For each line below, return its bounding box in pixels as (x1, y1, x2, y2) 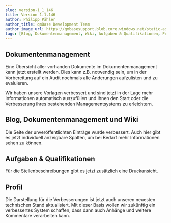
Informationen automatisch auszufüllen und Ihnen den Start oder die (5, 95, 149, 101)
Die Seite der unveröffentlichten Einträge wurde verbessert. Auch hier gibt (5, 129, 161, 135)
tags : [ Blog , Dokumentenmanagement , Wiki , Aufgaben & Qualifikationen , (5, 31, 160, 36)
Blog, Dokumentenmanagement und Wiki (5, 115, 138, 124)
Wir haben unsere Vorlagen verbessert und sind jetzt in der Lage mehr (5, 90, 153, 96)
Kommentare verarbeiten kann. (5, 213, 70, 219)
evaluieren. (5, 80, 29, 86)
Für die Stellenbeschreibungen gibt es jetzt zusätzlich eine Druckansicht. (5, 168, 158, 174)
